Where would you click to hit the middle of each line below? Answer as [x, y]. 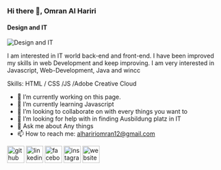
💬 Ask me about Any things [55, 126]
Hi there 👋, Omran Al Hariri [52, 11]
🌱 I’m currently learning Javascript [65, 104]
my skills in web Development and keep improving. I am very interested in [110, 63]
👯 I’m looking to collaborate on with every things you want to [102, 112]
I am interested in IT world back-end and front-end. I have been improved [110, 56]
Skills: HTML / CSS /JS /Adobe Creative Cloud [72, 84]
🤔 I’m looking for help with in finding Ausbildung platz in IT [99, 119]
